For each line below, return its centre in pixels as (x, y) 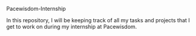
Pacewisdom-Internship (36, 9)
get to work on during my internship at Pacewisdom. (72, 27)
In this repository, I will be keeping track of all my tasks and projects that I (98, 20)
